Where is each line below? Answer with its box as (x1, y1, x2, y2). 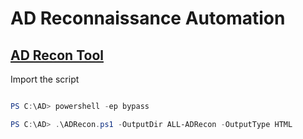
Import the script (10, 73, 80, 85)
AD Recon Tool (10, 47, 104, 64)
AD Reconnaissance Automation (10, 7, 286, 30)
